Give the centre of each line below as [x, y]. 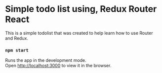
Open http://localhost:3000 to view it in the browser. [58, 66]
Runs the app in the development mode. [46, 60]
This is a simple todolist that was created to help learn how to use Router [79, 33]
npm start [17, 50]
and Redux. [17, 38]
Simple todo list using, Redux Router [81, 9]
